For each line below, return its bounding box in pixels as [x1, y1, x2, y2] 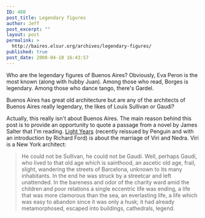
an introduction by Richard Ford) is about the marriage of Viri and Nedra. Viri [6, 134, 199, 141]
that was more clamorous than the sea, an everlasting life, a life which [21, 191, 198, 199]
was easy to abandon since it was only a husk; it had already [21, 198, 175, 205]
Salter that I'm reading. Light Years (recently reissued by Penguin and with [6, 127, 194, 135]
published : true [6, 49, 48, 55]
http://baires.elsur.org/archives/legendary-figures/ [12, 43, 152, 50]
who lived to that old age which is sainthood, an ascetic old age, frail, [21, 159, 196, 166]
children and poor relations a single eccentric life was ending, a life [21, 185, 191, 192]
